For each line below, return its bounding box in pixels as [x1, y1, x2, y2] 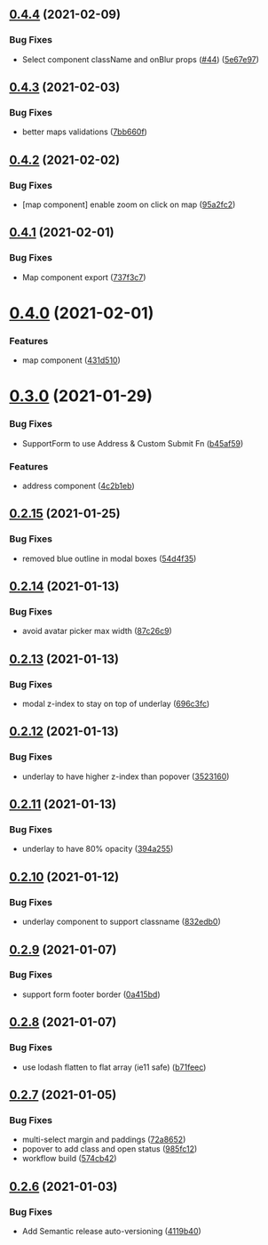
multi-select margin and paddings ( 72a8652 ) [21, 1134, 186, 1145]
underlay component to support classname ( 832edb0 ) [21, 916, 221, 928]
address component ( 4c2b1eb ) [21, 480, 135, 492]
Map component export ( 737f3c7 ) [21, 271, 146, 283]
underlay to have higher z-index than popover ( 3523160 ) [21, 771, 230, 782]
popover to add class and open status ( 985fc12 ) [21, 1144, 198, 1154]
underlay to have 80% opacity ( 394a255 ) [21, 844, 174, 855]
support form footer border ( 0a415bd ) [21, 989, 162, 1000]
